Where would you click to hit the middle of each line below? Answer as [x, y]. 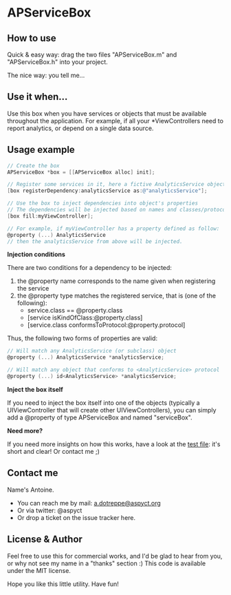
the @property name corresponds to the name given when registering [116, 281]
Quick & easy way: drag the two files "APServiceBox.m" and [92, 54]
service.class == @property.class [75, 311]
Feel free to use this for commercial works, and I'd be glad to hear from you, [115, 556]
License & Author [45, 540]
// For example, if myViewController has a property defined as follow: [113, 229]
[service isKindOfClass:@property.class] [85, 317]
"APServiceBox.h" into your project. [57, 62]
